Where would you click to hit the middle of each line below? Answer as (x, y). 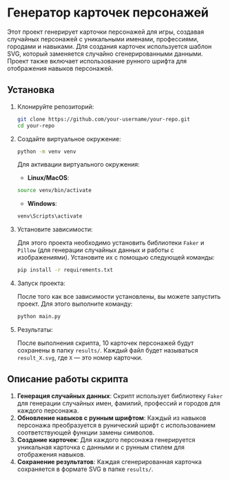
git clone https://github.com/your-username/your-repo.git (104, 119)
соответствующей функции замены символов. (86, 432)
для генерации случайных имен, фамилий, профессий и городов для (118, 403)
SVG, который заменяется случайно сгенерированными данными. (105, 54)
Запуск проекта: (41, 283)
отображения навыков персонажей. (60, 68)
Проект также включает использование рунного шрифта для (97, 61)
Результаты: (35, 329)
